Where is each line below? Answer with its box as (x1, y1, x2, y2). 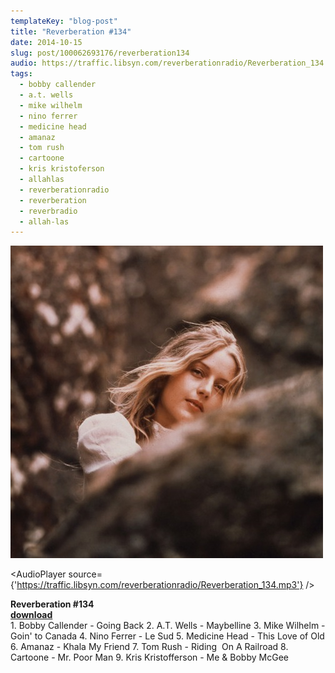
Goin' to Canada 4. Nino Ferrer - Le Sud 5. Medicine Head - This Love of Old (10, 630, 325, 642)
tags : (10, 69, 33, 79)
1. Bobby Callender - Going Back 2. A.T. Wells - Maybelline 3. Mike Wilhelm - (10, 620, 326, 632)
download (10, 609, 53, 621)
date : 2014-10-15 (10, 37, 83, 47)
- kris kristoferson (19, 164, 105, 174)
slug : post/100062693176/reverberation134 (10, 48, 190, 58)
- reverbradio (19, 206, 78, 216)
